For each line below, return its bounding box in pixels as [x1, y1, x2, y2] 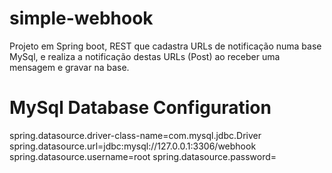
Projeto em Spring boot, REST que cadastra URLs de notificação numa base [9, 40, 322, 52]
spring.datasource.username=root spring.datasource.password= [9, 150, 277, 162]
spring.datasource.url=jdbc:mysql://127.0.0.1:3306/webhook [9, 140, 257, 152]
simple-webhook [9, 7, 154, 30]
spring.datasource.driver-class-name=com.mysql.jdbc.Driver [9, 129, 262, 141]
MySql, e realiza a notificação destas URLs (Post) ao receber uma [9, 50, 281, 62]
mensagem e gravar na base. [9, 61, 130, 73]
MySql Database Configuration [9, 97, 272, 119]
